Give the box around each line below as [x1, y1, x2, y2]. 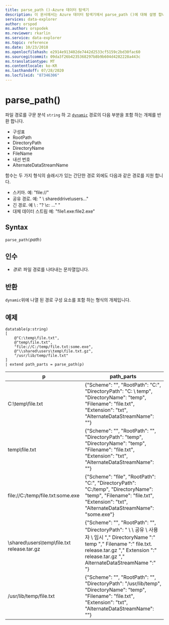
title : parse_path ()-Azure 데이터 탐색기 [5, 7, 90, 13]
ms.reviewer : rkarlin [5, 31, 51, 36]
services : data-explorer [5, 17, 57, 22]
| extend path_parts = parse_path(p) [5, 362, 84, 367]
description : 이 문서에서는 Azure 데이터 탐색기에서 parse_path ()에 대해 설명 [5, 12, 156, 17]
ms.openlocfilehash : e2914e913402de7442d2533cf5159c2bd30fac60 [5, 49, 141, 54]
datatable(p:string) [5, 327, 49, 332]
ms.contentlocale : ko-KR [5, 63, 57, 68]
